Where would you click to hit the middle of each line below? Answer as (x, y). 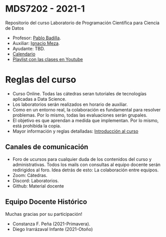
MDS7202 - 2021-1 (45, 9)
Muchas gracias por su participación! (44, 214)
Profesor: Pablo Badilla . (37, 38)
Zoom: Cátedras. (30, 175)
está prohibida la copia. (37, 126)
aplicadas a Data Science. (39, 99)
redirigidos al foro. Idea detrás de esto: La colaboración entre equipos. (86, 170)
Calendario (24, 54)
